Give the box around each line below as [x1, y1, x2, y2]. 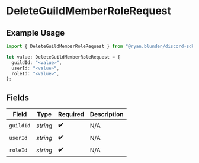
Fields [6, 92, 30, 103]
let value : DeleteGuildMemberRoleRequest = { [6, 54, 120, 60]
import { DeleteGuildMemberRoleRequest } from [6, 43, 123, 49]
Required [58, 110, 85, 119]
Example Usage [6, 28, 65, 38]
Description [89, 110, 124, 119]
